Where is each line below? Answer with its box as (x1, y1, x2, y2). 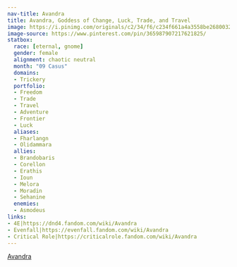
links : (7, 213, 27, 221)
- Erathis (13, 167, 42, 175)
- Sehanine (13, 194, 46, 201)
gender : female (13, 50, 59, 57)
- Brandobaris (13, 154, 55, 162)
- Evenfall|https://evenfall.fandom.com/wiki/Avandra (7, 226, 169, 233)
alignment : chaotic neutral (13, 56, 97, 63)
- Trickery (13, 75, 46, 83)
